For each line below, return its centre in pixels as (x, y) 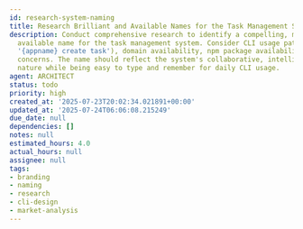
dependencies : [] (42, 127)
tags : (19, 169)
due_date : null (38, 118)
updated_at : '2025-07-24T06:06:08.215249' (90, 110)
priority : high (38, 93)
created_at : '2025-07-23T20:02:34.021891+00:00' (102, 101)
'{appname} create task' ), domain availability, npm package (135, 51)
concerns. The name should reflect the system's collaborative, (141, 60)
